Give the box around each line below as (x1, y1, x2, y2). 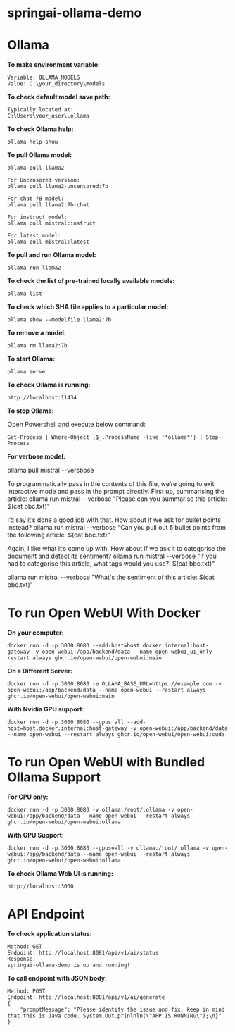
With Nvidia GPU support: (7, 705, 84, 714)
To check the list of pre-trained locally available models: (7, 277, 175, 285)
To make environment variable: (7, 61, 101, 69)
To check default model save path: (7, 93, 110, 101)
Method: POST (7, 988, 46, 995)
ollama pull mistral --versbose (7, 466, 94, 475)
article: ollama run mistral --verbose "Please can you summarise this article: (7, 495, 228, 503)
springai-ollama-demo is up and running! (7, 962, 131, 969)
